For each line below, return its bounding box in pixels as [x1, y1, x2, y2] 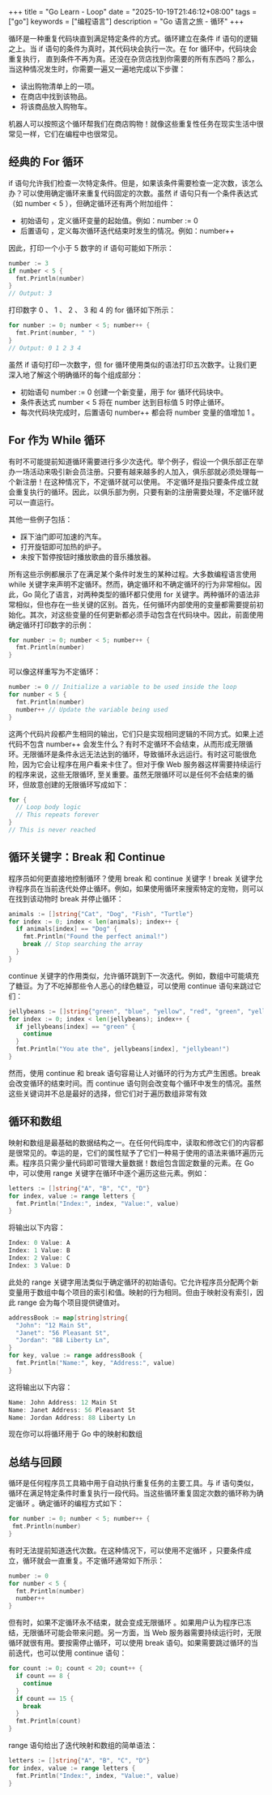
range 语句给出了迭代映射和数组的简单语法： [8, 1741, 158, 1750]
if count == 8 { [15, 1672, 70, 1681]
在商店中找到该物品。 [19, 92, 91, 101]
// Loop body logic [15, 803, 82, 811]
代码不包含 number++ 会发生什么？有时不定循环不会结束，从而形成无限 [8, 738, 246, 749]
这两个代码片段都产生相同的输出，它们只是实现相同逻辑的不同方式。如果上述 [8, 729, 264, 738]
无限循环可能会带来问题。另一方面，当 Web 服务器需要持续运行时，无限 [22, 1628, 261, 1638]
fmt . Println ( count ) [15, 1717, 82, 1725]
